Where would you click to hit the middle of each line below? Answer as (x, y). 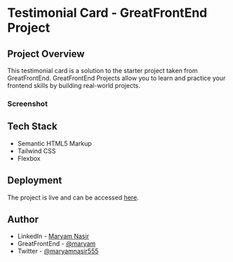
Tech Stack (32, 127)
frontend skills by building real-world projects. (74, 85)
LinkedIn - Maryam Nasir (53, 236)
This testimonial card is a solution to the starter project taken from (102, 71)
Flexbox (29, 158)
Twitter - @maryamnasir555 (58, 251)
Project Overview (46, 54)
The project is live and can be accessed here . (73, 197)
